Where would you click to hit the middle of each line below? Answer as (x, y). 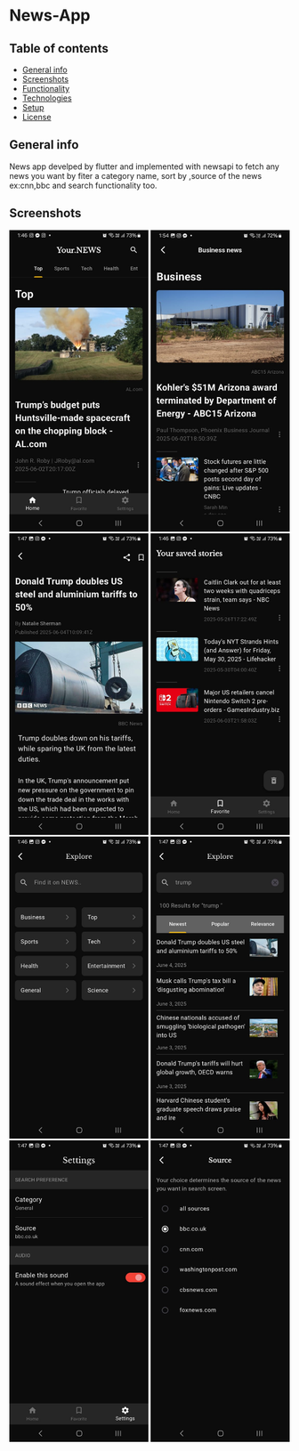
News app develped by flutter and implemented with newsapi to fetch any (145, 166)
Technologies (47, 98)
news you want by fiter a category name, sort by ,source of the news (136, 175)
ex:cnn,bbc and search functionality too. (83, 185)
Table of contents (59, 49)
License (36, 117)
